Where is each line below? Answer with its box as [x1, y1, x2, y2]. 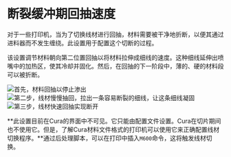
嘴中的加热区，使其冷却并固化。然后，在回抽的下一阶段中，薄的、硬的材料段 [7, 62, 224, 70]
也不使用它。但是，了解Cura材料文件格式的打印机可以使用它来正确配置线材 [7, 125, 220, 134]
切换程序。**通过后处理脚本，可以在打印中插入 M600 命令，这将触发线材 [7, 134, 206, 142]
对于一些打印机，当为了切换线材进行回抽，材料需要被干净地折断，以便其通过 [7, 30, 224, 38]
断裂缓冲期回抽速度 [7, 6, 116, 22]
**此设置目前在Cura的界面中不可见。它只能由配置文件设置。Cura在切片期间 [7, 117, 221, 125]
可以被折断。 [7, 70, 43, 79]
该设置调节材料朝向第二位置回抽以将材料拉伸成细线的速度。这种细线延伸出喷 [7, 53, 224, 62]
